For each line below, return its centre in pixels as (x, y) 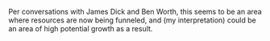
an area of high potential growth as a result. (81, 29)
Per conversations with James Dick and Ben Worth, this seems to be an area (135, 12)
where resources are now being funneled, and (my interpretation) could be (132, 20)
